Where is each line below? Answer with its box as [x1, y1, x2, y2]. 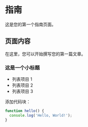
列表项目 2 [12, 82, 33, 88]
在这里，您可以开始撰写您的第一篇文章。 [5, 51, 86, 56]
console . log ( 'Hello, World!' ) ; [9, 113, 73, 118]
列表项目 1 [12, 76, 32, 82]
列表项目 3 [12, 89, 33, 94]
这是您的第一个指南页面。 [5, 21, 56, 27]
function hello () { [5, 109, 44, 113]
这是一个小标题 [5, 64, 40, 71]
